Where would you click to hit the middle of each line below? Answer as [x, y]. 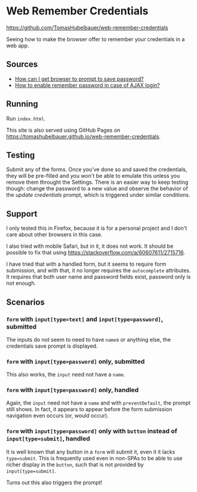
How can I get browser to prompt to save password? [79, 78]
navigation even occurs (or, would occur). [57, 416]
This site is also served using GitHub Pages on [63, 130]
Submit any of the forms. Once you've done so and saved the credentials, [97, 169]
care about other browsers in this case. [54, 235]
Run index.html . [26, 119]
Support [22, 214]
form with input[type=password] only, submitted [76, 362]
